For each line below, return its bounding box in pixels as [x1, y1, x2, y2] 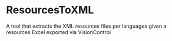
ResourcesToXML [6, 3, 94, 17]
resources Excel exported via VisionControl [6, 28, 111, 35]
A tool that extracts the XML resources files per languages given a [6, 23, 167, 29]
